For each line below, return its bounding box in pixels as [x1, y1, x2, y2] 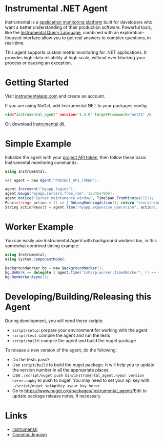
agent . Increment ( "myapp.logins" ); [5, 186, 76, 191]
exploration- [120, 29, 145, 35]
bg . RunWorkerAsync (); [5, 275, 49, 279]
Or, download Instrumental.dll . [5, 121, 66, 127]
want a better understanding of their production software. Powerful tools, [5, 24, 152, 30]
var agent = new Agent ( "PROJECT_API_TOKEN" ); [5, 178, 99, 183]
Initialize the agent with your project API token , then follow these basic [5, 154, 146, 160]
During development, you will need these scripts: [5, 318, 103, 324]
